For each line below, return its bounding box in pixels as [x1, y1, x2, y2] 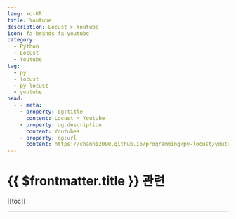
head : [7, 95, 23, 102]
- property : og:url [20, 134, 77, 141]
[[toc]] [7, 197, 26, 206]
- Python [13, 43, 39, 50]
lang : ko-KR [7, 10, 42, 18]
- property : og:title [20, 108, 83, 115]
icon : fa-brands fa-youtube [7, 29, 90, 37]
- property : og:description [20, 121, 102, 128]
